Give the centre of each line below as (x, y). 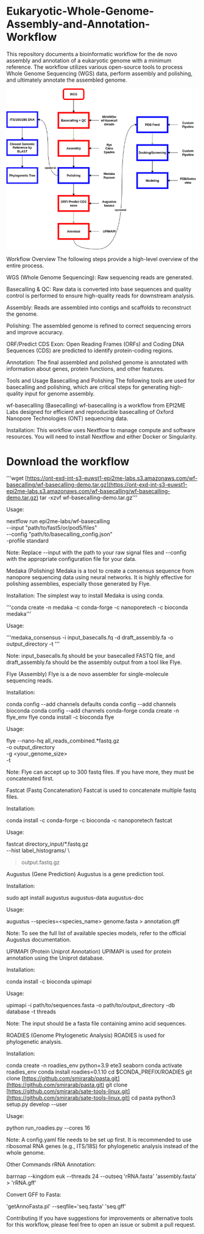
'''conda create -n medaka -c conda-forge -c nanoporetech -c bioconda (97, 607)
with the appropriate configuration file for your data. (72, 559)
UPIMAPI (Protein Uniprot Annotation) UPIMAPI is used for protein (89, 952)
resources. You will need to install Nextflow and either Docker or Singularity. (102, 437)
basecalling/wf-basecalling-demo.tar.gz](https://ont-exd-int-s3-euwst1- (97, 485)
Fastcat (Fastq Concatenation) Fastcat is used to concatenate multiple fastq (101, 790)
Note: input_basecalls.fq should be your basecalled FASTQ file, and (91, 656)
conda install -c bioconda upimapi (49, 982)
